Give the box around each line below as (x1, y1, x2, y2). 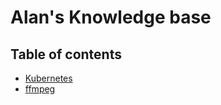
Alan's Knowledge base (10, 6, 212, 29)
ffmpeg (24, 83, 56, 95)
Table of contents (10, 46, 122, 63)
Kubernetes (24, 72, 73, 84)
